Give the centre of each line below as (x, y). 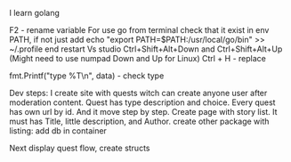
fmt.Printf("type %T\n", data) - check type (87, 76)
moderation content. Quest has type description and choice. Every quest (142, 102)
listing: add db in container (58, 131)
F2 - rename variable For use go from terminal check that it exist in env (139, 30)
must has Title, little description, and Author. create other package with (139, 121)
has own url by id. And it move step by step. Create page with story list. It (143, 112)
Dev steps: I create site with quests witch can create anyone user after (138, 93)
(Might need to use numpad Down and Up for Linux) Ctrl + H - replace (138, 58)
